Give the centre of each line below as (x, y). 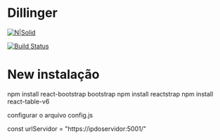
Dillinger (32, 13)
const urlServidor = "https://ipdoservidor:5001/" (77, 129)
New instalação (53, 75)
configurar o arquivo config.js (50, 115)
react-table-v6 (28, 101)
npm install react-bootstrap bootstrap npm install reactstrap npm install (110, 94)
